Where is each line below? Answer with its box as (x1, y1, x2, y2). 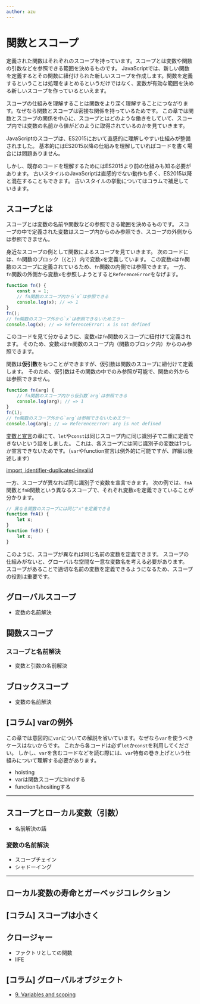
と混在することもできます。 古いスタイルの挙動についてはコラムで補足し (6, 177, 184, 184)
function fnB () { (6, 528, 49, 534)
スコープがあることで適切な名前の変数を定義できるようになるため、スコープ (6, 565, 193, 573)
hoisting (14, 768, 35, 776)
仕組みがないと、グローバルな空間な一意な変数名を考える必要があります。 (6, 558, 188, 565)
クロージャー (6, 932, 53, 943)
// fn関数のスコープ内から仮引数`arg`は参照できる (17, 393, 128, 399)
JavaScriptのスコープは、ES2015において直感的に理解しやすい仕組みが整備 (6, 135, 191, 142)
